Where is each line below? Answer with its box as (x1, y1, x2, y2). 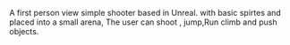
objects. (9, 26, 39, 36)
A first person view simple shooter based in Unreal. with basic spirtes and (9, 8, 282, 18)
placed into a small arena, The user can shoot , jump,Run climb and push (9, 17, 277, 27)
